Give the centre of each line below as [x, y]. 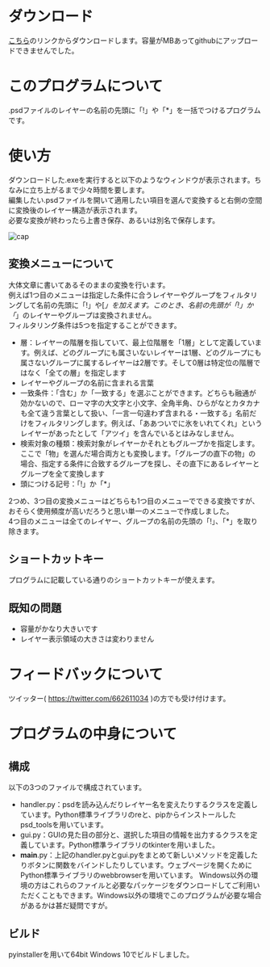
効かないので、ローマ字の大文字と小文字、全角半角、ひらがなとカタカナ [140, 403]
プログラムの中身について [93, 734]
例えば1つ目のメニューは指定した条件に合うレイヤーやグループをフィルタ [130, 295]
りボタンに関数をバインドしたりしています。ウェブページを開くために [136, 865]
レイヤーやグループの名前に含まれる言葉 [87, 383]
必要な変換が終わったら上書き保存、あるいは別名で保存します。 [114, 220]
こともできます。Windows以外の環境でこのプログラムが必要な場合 [152, 896]
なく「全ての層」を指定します [77, 372]
